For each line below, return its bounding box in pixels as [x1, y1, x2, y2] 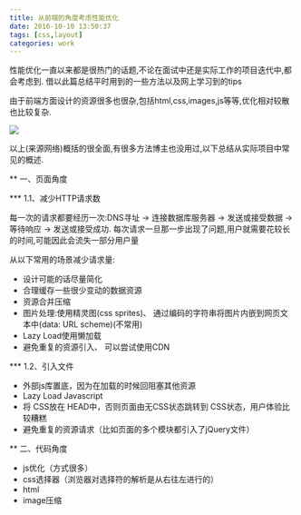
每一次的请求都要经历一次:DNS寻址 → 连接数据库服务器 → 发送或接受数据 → [9, 213, 293, 223]
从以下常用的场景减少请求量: [9, 254, 116, 265]
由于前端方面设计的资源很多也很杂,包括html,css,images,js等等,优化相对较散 [9, 95, 290, 106]
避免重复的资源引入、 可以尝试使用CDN [22, 342, 170, 352]
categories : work [9, 38, 75, 48]
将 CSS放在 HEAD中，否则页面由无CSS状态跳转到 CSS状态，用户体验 [22, 401, 283, 412]
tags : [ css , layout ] [9, 30, 83, 39]
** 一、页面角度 [9, 173, 68, 184]
